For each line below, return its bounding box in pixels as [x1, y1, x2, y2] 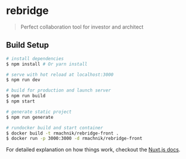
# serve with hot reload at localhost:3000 [6, 72, 114, 77]
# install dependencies [6, 55, 64, 62]
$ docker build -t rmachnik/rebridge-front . [6, 130, 119, 136]
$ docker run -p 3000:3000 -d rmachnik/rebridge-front [6, 136, 143, 142]
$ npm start [6, 98, 35, 104]
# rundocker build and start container [6, 125, 104, 130]
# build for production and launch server [6, 87, 111, 94]
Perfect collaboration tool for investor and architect [20, 23, 144, 30]
